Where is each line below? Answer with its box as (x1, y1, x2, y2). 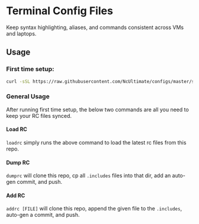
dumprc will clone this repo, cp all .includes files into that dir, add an (6, 172, 171, 179)
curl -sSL (6, 78, 31, 84)
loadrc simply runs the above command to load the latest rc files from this (6, 139, 187, 146)
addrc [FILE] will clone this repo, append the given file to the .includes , (6, 205, 182, 212)
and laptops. (6, 30, 37, 37)
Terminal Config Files (6, 4, 114, 18)
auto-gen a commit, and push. (6, 212, 80, 219)
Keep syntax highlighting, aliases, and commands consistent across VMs (6, 24, 184, 31)
